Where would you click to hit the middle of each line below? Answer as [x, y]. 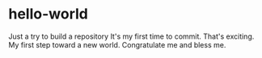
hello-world [49, 14]
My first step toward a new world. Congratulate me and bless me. [117, 44]
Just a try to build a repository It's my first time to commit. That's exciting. [131, 36]
